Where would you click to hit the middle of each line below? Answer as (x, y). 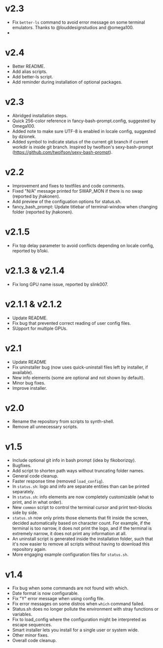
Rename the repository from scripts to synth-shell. (63, 421)
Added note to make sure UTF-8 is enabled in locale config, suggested (84, 131)
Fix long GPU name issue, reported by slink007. (60, 284)
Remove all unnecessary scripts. (45, 427)
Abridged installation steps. (40, 115)
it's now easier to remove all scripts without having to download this (81, 544)
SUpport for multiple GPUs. (40, 328)
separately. (24, 492)
